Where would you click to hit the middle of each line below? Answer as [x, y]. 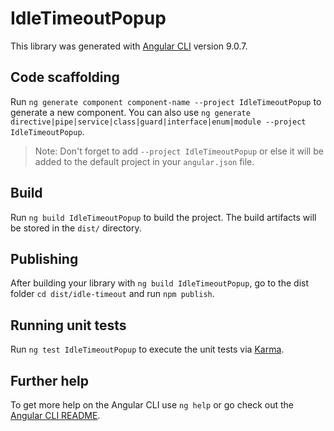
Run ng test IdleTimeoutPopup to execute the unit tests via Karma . [147, 349]
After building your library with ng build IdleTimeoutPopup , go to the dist [160, 283]
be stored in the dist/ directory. [76, 228]
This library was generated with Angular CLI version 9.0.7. [129, 46]
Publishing [44, 258]
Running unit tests [68, 325]
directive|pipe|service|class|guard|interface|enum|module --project [158, 122]
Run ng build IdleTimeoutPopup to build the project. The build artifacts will [163, 217]
